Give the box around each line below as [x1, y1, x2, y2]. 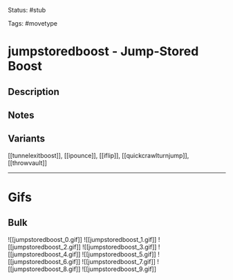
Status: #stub [8, 6, 46, 14]
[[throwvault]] [8, 159, 48, 167]
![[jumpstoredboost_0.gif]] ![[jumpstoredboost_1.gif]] [8, 235, 157, 243]
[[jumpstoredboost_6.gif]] [8, 257, 81, 265]
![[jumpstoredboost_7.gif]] [82, 257, 156, 265]
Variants [8, 133, 46, 145]
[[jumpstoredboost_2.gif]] [8, 243, 82, 251]
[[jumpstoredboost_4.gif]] [8, 250, 81, 259]
